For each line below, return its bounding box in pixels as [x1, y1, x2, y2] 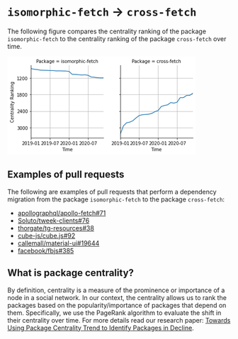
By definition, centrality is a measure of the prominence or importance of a [7, 286, 225, 294]
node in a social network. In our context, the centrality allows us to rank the [7, 293, 227, 301]
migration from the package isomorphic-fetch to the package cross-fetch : [7, 195, 225, 204]
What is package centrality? [7, 267, 135, 279]
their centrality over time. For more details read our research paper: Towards [7, 316, 231, 324]
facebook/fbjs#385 [17, 246, 74, 255]
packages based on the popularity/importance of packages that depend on [7, 301, 227, 309]
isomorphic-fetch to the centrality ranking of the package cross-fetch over [7, 34, 227, 43]
